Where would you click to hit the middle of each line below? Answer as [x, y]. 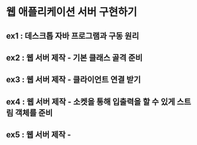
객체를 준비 [34, 113]
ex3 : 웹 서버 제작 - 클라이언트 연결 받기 [73, 80]
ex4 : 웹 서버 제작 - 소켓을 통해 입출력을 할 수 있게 [91, 101]
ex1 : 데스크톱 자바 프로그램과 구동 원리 [73, 36]
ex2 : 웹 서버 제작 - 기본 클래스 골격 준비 [74, 58]
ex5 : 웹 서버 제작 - [39, 135]
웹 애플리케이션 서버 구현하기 [72, 12]
